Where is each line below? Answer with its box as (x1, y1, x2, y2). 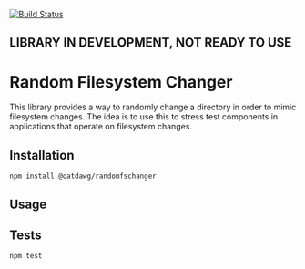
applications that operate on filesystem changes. (9, 121, 193, 132)
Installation (9, 147, 75, 163)
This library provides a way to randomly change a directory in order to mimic (9, 101, 297, 113)
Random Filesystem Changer (9, 71, 233, 92)
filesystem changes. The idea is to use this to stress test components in (9, 111, 279, 122)
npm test (9, 252, 43, 261)
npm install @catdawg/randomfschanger (9, 171, 157, 181)
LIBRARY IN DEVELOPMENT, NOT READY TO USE (9, 35, 292, 50)
